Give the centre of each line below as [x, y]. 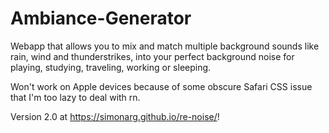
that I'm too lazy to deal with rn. [75, 97]
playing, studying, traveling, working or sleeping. [111, 67]
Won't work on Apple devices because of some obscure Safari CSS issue [161, 86]
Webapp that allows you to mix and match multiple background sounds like [165, 46]
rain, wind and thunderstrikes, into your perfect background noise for [152, 56]
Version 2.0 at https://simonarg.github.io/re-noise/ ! [115, 116]
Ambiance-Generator [101, 18]
